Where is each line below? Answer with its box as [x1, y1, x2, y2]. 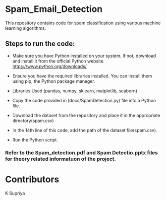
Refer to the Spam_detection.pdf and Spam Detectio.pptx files [5, 149, 158, 156]
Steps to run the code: [5, 40, 75, 48]
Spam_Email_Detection [5, 3, 103, 15]
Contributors [5, 174, 59, 185]
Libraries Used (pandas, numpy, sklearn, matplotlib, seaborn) [12, 88, 138, 94]
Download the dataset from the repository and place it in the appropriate [12, 112, 161, 118]
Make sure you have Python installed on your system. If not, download [12, 53, 156, 59]
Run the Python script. [12, 136, 58, 142]
